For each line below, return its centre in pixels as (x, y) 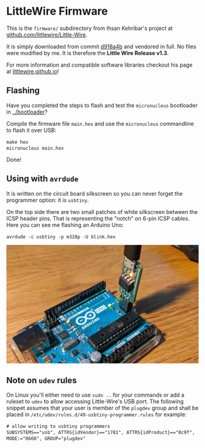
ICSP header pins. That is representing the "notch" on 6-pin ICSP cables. (98, 218)
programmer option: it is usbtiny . (48, 200)
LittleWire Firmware (57, 11)
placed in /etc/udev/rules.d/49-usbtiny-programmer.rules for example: (97, 414)
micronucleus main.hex (35, 148)
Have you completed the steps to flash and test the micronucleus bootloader (102, 105)
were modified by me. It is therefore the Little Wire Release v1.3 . (88, 53)
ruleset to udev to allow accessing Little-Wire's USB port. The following (95, 402)
